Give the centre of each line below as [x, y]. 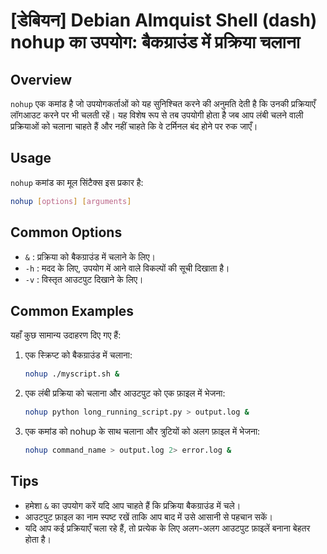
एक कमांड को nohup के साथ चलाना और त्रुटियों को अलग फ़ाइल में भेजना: [142, 431]
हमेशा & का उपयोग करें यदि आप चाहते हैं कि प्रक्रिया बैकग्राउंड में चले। [133, 505]
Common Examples [72, 310]
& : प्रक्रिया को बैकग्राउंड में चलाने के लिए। [90, 256]
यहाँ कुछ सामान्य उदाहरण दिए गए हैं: [66, 335]
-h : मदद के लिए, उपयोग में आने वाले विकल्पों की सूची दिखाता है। [127, 268]
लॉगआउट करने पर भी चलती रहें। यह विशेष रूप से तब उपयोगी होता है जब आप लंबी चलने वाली [157, 115]
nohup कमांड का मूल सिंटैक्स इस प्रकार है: [77, 182]
